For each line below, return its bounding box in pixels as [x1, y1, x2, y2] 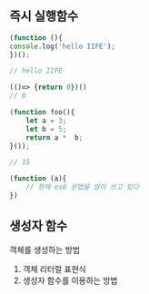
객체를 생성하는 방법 [9, 244, 80, 255]
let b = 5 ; [25, 124, 67, 133]
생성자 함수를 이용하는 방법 [22, 275, 118, 286]
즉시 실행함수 [9, 8, 79, 24]
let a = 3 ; [25, 116, 67, 125]
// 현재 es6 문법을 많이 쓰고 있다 [25, 182, 139, 192]
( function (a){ [9, 174, 67, 183]
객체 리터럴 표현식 [22, 263, 86, 274]
